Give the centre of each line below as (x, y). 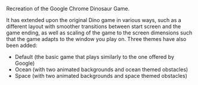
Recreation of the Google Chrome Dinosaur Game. (68, 9)
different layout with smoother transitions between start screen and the (94, 26)
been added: (22, 45)
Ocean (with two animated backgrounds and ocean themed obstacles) (101, 70)
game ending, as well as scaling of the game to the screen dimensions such (99, 33)
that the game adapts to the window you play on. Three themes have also (96, 39)
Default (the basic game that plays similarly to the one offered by (95, 57)
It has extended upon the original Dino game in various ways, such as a (94, 20)
